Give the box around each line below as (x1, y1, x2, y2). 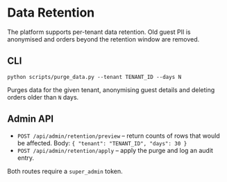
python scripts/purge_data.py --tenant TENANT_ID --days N (7, 73, 182, 80)
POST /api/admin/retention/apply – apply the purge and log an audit (17, 146, 214, 154)
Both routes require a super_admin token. (7, 167, 123, 175)
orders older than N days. (7, 93, 79, 101)
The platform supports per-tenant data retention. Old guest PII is (7, 28, 191, 36)
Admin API (7, 113, 54, 125)
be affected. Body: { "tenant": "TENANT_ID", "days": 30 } (17, 138, 187, 147)
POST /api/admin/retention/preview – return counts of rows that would (17, 131, 220, 140)
